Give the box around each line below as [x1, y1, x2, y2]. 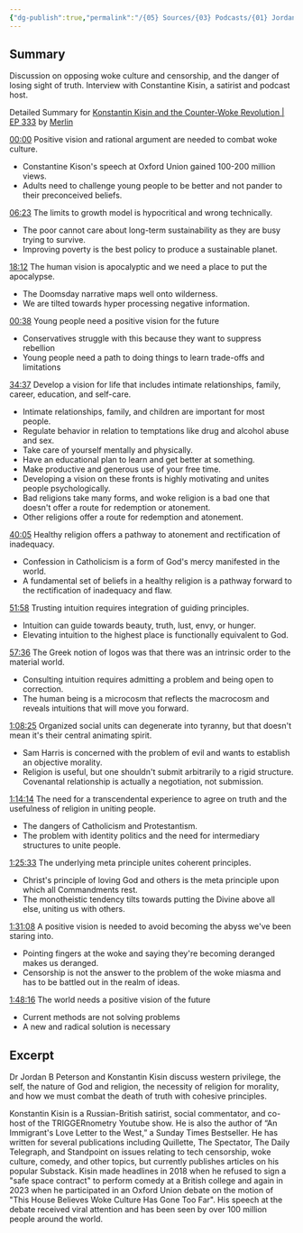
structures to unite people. [22, 840, 122, 851]
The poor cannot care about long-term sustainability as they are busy [22, 225, 281, 235]
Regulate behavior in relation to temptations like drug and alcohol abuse [22, 426, 289, 437]
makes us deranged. [22, 958, 99, 969]
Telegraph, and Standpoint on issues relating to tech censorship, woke [9, 1146, 271, 1157]
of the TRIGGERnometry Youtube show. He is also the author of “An [27, 1118, 278, 1128]
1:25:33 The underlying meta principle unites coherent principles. [9, 858, 252, 869]
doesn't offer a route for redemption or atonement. [22, 502, 211, 513]
